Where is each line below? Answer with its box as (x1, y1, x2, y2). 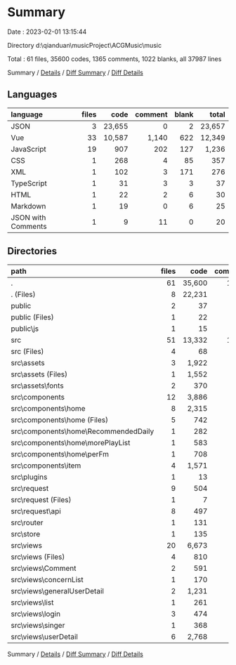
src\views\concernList (11, 574, 84, 584)
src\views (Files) (11, 552, 65, 562)
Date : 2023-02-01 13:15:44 (7, 27, 87, 36)
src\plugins (11, 472, 48, 482)
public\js (11, 324, 39, 334)
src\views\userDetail (11, 631, 79, 641)
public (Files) (11, 312, 54, 322)
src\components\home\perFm (11, 449, 109, 459)
